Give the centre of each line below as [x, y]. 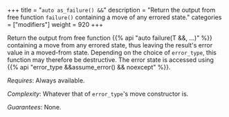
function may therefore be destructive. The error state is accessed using [111, 60]
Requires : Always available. [46, 81]
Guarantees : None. [34, 107]
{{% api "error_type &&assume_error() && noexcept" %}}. [89, 67]
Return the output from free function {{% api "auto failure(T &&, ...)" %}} [110, 38]
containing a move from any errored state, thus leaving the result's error [110, 45]
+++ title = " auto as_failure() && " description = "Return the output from [111, 10]
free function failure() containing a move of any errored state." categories [114, 17]
